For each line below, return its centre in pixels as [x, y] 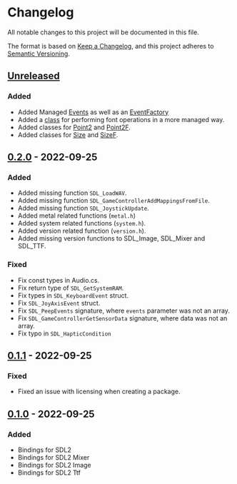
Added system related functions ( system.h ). [82, 223]
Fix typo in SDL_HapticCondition [65, 333]
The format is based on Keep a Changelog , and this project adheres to [111, 46]
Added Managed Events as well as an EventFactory [93, 112]
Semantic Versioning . [39, 54]
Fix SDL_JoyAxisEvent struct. [59, 303]
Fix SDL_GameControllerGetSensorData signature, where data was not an [122, 318]
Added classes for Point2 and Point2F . [74, 127]
